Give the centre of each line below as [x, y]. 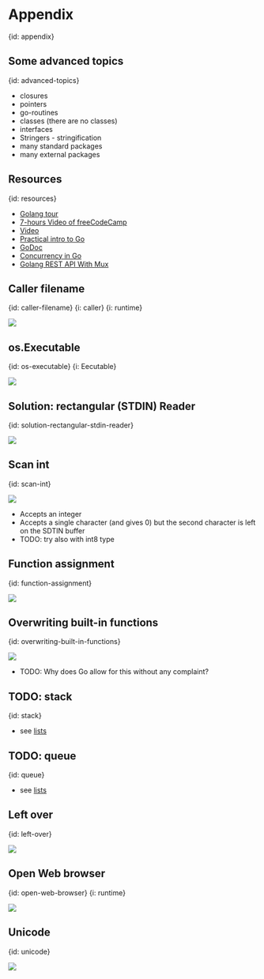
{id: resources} [32, 198]
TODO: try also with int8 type [67, 539]
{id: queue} [26, 775]
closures [34, 96]
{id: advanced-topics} [44, 80]
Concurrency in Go [50, 255]
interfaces [36, 129]
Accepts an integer [51, 514]
